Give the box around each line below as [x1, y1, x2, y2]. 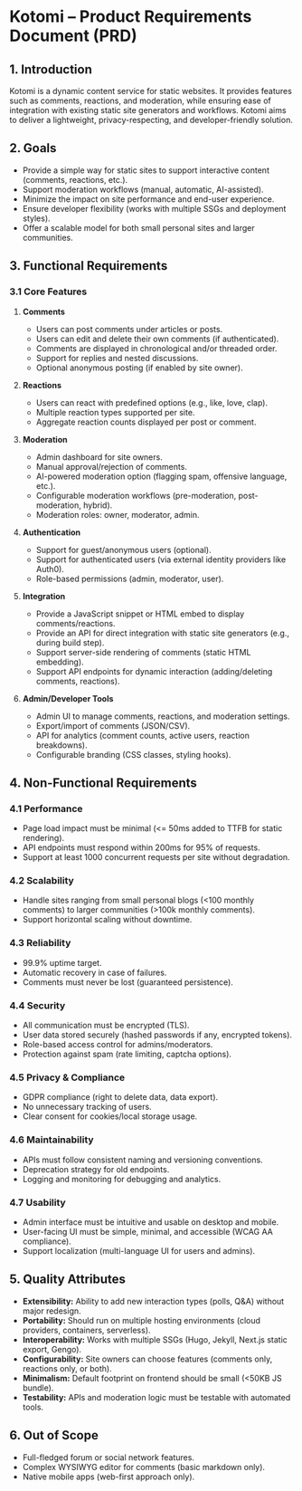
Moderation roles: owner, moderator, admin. [35, 509, 200, 520]
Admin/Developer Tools [22, 693, 114, 703]
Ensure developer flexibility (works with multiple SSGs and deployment [22, 203, 287, 214]
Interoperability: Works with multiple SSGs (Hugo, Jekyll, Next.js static [22, 1333, 288, 1345]
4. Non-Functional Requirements [9, 775, 197, 790]
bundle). [22, 1382, 54, 1393]
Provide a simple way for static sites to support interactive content [22, 165, 269, 176]
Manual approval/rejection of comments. [35, 461, 188, 472]
